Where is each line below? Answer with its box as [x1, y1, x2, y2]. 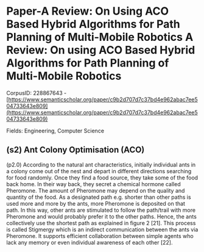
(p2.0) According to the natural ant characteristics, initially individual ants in [6, 160, 196, 168]
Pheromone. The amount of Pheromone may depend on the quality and [6, 187, 185, 194]
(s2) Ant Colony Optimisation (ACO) [6, 145, 145, 155]
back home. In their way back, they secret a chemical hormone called [6, 180, 181, 187]
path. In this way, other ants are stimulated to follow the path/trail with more [6, 206, 196, 214]
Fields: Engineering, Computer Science [6, 127, 105, 134]
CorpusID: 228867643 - [6, 89, 67, 96]
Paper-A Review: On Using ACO [6, 4, 169, 18]
